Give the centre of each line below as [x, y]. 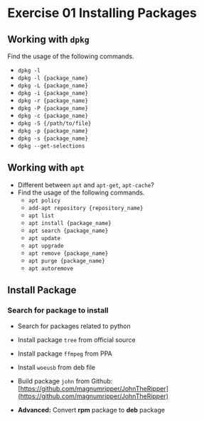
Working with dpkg [49, 39]
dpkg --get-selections [51, 146]
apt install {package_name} [70, 223]
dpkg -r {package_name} [53, 101]
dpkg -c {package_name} [53, 116]
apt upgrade [46, 246]
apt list [41, 215]
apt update [44, 238]
